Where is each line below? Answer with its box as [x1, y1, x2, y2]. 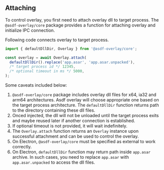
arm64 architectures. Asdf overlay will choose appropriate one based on [12, 97, 160, 103]
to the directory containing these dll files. [12, 107, 96, 113]
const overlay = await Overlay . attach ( [5, 55, 87, 60]
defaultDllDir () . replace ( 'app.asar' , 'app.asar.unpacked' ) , [9, 60, 135, 65]
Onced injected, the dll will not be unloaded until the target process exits [12, 113, 159, 119]
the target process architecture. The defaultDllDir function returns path [12, 102, 159, 108]
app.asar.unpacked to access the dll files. [12, 159, 95, 166]
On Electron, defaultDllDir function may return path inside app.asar [12, 149, 151, 155]
